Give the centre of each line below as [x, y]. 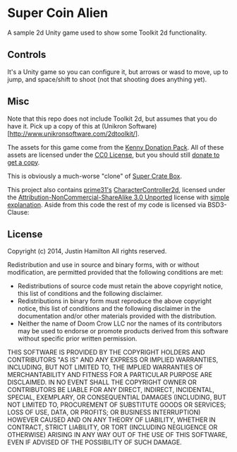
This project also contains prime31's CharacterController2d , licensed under [116, 189]
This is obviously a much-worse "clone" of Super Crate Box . [95, 176]
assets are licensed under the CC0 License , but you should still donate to [114, 155]
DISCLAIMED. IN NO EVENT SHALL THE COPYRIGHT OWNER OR [102, 382]
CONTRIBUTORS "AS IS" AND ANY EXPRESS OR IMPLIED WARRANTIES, [113, 360]
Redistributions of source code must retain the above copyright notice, [120, 286]
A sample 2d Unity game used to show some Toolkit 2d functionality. [107, 32]
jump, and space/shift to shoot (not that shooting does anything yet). [107, 79]
